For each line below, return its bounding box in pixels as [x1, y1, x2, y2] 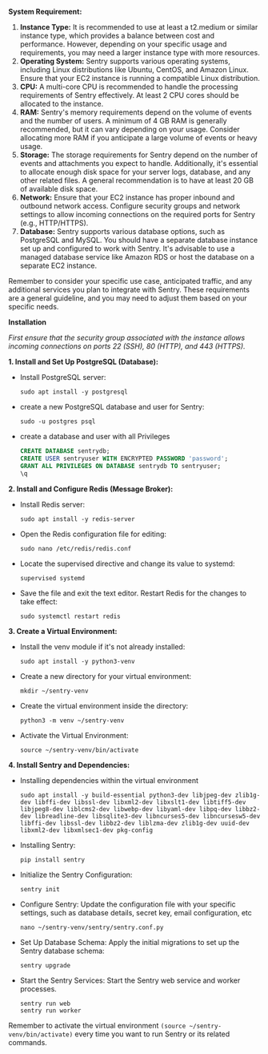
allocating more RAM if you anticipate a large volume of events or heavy [19, 133, 258, 143]
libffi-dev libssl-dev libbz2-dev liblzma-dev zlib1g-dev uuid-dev [19, 819, 250, 827]
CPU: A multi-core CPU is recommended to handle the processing [19, 82, 238, 91]
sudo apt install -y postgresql [19, 388, 128, 396]
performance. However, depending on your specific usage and [19, 39, 227, 49]
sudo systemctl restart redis [19, 612, 122, 620]
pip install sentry [19, 855, 86, 864]
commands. [8, 1037, 48, 1047]
